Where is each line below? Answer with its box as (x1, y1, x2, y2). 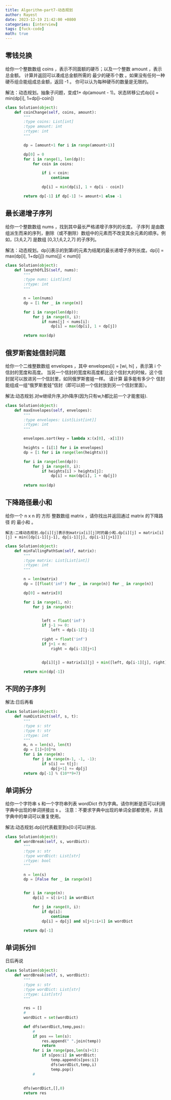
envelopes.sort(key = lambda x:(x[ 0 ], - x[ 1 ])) (23, 436, 124, 441)
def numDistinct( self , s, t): (14, 714, 79, 719)
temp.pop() (50, 1067, 74, 1072)
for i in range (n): (23, 890, 65, 896)
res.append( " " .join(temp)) (41, 1038, 101, 1043)
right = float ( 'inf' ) (41, 637, 88, 642)
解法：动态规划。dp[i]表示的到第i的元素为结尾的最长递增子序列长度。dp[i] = (5, 247, 164, 253)
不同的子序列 (5, 684, 46, 693)
